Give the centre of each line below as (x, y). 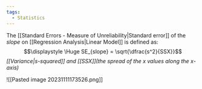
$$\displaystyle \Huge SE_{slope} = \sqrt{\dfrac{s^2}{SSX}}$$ (103, 51)
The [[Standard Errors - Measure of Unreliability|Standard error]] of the (96, 35)
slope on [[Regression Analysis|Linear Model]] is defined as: (82, 42)
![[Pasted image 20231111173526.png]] (54, 79)
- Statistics (28, 18)
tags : (13, 12)
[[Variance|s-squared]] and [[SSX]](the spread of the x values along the (98, 61)
